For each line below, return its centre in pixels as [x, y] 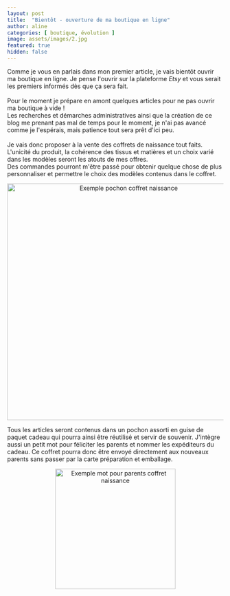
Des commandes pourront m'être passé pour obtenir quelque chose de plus [114, 167]
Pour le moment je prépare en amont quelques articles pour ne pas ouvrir [111, 100]
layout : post [26, 13]
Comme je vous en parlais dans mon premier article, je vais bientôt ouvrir [111, 71]
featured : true [29, 45]
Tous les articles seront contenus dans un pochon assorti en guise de [105, 429]
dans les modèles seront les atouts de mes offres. [78, 159]
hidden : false [27, 52]
